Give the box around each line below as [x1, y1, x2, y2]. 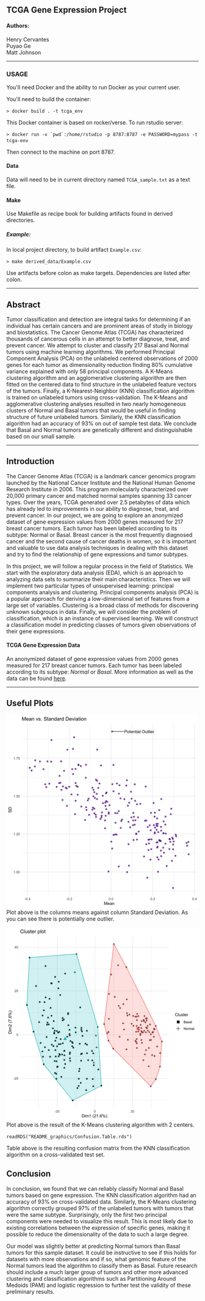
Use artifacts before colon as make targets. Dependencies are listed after [6, 270, 191, 277]
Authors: [6, 21, 29, 29]
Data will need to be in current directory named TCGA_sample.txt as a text [6, 176, 190, 183]
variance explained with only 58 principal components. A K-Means [6, 368, 173, 375]
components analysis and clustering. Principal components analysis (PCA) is [6, 588, 199, 596]
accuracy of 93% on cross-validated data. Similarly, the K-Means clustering [6, 1197, 196, 1205]
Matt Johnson [6, 48, 41, 56]
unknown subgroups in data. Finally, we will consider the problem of [6, 608, 178, 615]
